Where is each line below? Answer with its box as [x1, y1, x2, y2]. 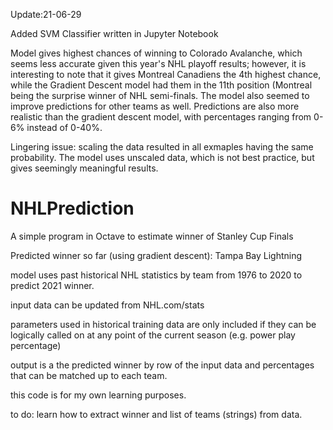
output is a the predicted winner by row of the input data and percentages [10, 359, 315, 371]
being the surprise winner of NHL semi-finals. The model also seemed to [10, 90, 310, 101]
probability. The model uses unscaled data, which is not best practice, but [10, 152, 315, 163]
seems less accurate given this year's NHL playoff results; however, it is [10, 58, 307, 69]
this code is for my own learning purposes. [10, 389, 187, 401]
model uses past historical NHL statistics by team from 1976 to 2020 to [10, 269, 303, 281]
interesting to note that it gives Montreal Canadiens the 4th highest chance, [10, 69, 322, 80]
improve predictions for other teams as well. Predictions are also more [10, 100, 300, 112]
